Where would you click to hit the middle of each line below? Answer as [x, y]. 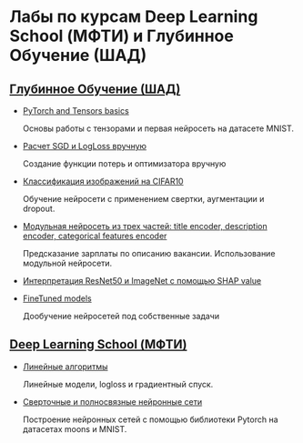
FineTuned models [57, 298]
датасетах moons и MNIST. [75, 428]
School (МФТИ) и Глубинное [121, 36]
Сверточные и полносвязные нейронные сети [112, 401]
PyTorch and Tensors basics [76, 111]
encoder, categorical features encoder [95, 236]
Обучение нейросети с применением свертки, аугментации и [143, 199]
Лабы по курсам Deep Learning [134, 17]
